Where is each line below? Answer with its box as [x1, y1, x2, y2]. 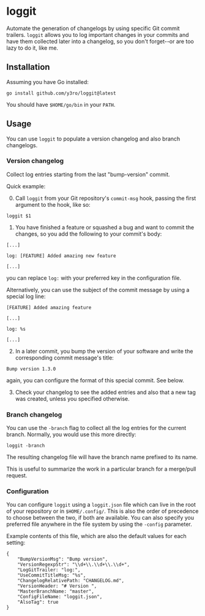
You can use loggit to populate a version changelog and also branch [6, 135, 181, 142]
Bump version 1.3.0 [6, 366, 56, 372]
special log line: [6, 293, 46, 300]
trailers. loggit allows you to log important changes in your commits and [6, 31, 189, 38]
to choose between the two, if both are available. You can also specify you [6, 514, 195, 522]
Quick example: [6, 182, 46, 190]
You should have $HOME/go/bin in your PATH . [6, 101, 116, 108]
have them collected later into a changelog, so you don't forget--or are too [6, 37, 194, 45]
